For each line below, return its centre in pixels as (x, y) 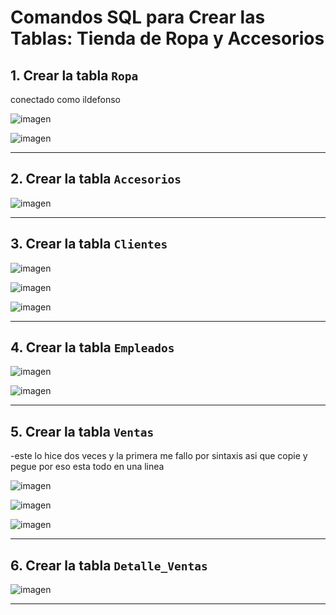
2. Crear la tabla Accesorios (96, 179)
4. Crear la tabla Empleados (92, 347)
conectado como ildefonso (65, 99)
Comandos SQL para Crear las (138, 17)
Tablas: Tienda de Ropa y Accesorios (167, 38)
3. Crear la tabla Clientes (89, 244)
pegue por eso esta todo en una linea (87, 467)
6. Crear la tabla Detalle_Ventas (109, 565)
